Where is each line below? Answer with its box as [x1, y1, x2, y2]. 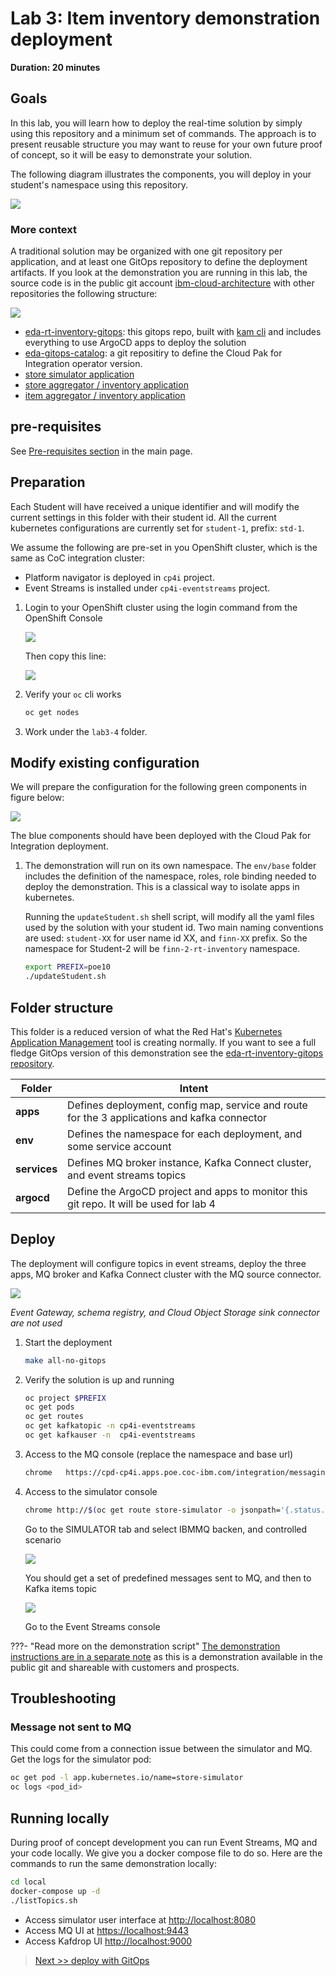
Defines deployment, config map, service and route [67, 1098, 308, 1112]
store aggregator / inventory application [24, 379, 189, 391]
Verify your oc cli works [24, 688, 122, 700]
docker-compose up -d [10, 1886, 101, 1896]
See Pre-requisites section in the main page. [10, 445, 193, 457]
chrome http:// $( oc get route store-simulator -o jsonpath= [24, 1505, 281, 1515]
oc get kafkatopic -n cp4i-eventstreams [24, 1421, 196, 1431]
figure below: [10, 792, 65, 804]
